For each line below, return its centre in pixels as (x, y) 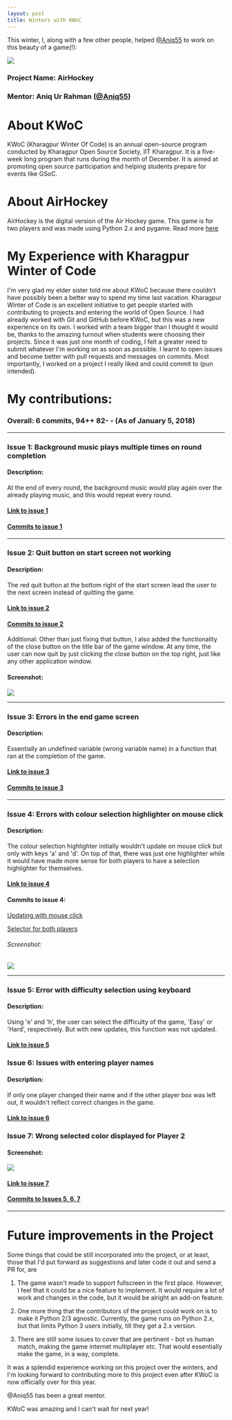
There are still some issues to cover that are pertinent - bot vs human (116, 1339)
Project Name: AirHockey (51, 78)
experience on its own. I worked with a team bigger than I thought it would (113, 327)
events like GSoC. (32, 174)
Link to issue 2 (28, 608)
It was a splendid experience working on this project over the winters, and (113, 1367)
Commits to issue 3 (36, 788)
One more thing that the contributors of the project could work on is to (117, 1311)
